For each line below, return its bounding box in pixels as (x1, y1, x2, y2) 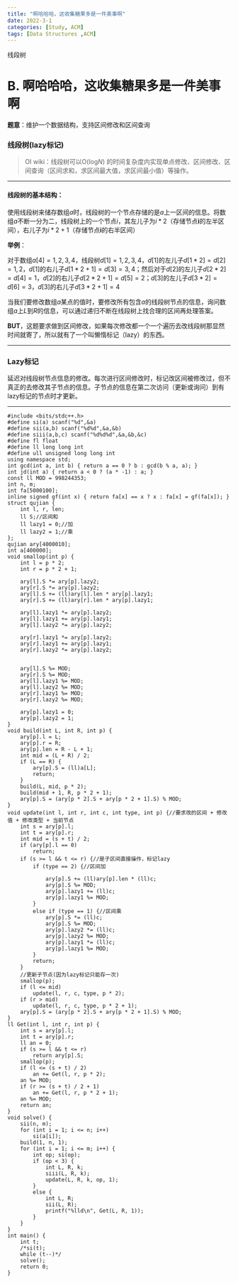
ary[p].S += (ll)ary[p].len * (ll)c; (45, 875, 157, 883)
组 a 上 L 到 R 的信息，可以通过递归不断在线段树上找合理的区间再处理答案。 (7, 306, 217, 315)
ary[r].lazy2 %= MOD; (20, 696, 84, 703)
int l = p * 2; (20, 559, 65, 567)
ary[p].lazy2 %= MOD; (45, 932, 110, 939)
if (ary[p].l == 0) (20, 841, 78, 848)
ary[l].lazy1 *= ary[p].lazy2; (20, 608, 113, 616)
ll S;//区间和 (20, 513, 59, 520)
